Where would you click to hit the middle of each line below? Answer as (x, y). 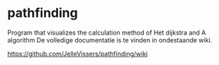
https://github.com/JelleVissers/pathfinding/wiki (78, 54)
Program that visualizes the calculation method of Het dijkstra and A (107, 32)
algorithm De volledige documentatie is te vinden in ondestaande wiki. (110, 40)
